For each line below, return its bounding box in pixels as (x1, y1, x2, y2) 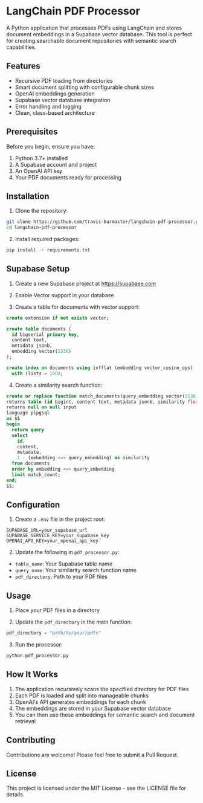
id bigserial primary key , (11, 331, 80, 338)
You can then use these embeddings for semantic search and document (14, 711, 195, 718)
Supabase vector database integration (14, 96, 111, 103)
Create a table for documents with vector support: (14, 303, 140, 311)
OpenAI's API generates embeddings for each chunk (14, 698, 147, 705)
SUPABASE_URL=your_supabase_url (6, 527, 88, 534)
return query (11, 427, 45, 433)
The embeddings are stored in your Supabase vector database (14, 705, 171, 712)
